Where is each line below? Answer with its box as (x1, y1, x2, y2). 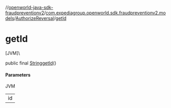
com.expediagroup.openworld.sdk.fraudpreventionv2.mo (45, 10, 166, 16)
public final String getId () (5, 60, 57, 66)
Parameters (5, 72, 31, 78)
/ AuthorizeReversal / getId (14, 15, 66, 21)
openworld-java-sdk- (8, 5, 54, 10)
